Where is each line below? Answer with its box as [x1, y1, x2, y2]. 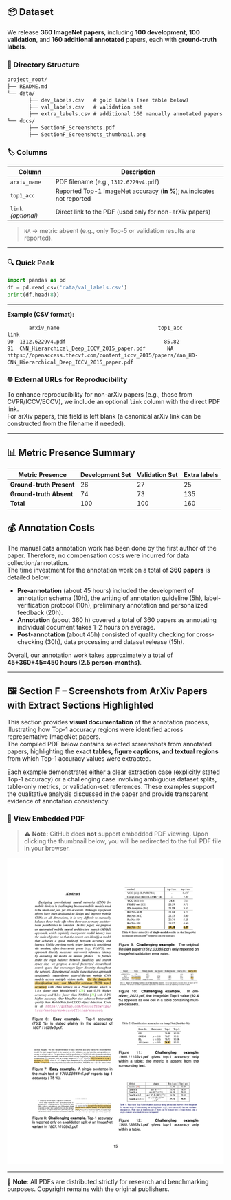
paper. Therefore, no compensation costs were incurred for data [7, 551, 190, 559]
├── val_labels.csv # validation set [28, 104, 143, 111]
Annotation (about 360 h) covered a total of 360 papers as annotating [16, 615, 217, 624]
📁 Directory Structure [7, 60, 80, 69]
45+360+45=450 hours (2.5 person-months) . [7, 658, 142, 666]
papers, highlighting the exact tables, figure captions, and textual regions [7, 747, 219, 755]
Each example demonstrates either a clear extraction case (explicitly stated [7, 768, 220, 776]
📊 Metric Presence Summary [7, 447, 135, 458]
